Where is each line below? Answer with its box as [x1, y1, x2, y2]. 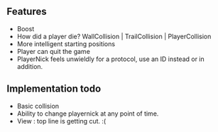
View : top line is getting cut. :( [16, 116, 107, 125]
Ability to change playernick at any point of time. [16, 109, 159, 118]
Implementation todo [6, 83, 102, 95]
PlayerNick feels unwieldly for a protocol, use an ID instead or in [16, 55, 205, 63]
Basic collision [16, 101, 60, 110]
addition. [16, 62, 43, 70]
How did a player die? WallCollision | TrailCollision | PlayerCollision [16, 32, 212, 40]
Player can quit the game [16, 47, 90, 55]
